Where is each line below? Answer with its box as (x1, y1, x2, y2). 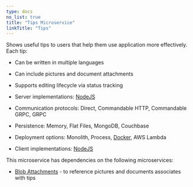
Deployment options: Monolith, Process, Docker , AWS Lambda (14, 134, 166, 141)
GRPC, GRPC (14, 111, 47, 118)
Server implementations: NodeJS (14, 93, 96, 100)
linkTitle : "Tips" (6, 25, 51, 31)
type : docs (6, 8, 33, 15)
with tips (14, 175, 36, 182)
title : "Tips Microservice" (6, 19, 76, 25)
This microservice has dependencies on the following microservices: (6, 157, 174, 164)
